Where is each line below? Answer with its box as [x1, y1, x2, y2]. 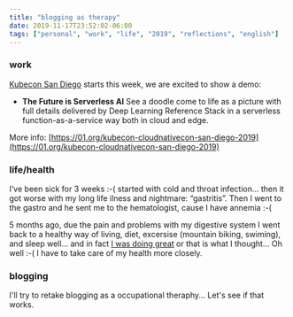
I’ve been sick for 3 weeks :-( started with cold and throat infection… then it [9, 183, 285, 194]
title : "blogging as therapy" [9, 12, 121, 22]
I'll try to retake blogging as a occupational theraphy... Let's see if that [9, 290, 265, 301]
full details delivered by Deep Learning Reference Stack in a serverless [21, 105, 281, 116]
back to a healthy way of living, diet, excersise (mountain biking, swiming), [9, 228, 281, 239]
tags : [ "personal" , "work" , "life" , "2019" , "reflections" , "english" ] [9, 29, 280, 38]
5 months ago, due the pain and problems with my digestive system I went [9, 219, 281, 230]
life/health [9, 163, 55, 175]
